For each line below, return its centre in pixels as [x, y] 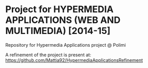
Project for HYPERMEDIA [60, 9]
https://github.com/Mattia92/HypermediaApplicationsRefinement [74, 60]
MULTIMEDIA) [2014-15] [58, 31]
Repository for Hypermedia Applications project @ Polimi [66, 45]
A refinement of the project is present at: [48, 55]
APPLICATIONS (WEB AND [63, 20]
